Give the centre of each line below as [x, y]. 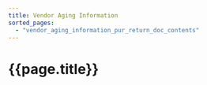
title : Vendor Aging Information [63, 15]
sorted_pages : [32, 23]
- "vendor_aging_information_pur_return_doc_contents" [107, 30]
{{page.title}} [53, 69]
